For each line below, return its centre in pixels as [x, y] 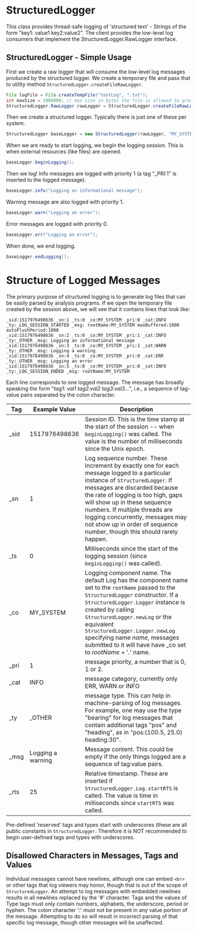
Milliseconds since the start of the [131, 549]
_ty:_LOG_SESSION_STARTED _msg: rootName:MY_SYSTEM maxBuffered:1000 [93, 325]
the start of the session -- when [130, 426]
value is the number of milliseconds [134, 441]
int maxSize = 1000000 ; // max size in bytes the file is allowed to [93, 101]
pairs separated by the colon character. [68, 395]
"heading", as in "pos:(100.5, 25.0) [134, 732]
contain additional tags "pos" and [131, 725]
